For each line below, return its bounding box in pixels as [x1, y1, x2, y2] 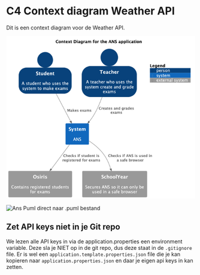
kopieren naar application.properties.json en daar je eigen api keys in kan [6, 256, 193, 264]
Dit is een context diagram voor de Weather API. [6, 24, 125, 31]
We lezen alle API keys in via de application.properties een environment [6, 238, 183, 245]
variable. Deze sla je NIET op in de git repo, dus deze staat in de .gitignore [6, 244, 193, 251]
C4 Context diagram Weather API [6, 4, 175, 18]
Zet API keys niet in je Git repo [6, 222, 121, 232]
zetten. [6, 263, 24, 270]
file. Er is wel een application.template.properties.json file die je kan [6, 250, 181, 258]
